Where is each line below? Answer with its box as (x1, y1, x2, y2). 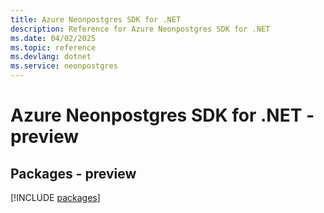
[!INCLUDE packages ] (10, 192, 101, 203)
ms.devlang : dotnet (10, 52, 92, 62)
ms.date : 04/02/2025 (10, 33, 97, 43)
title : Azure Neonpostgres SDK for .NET (10, 14, 182, 25)
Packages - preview (10, 165, 137, 182)
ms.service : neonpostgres (10, 61, 118, 71)
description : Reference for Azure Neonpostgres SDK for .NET (10, 24, 271, 34)
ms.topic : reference (10, 42, 97, 53)
